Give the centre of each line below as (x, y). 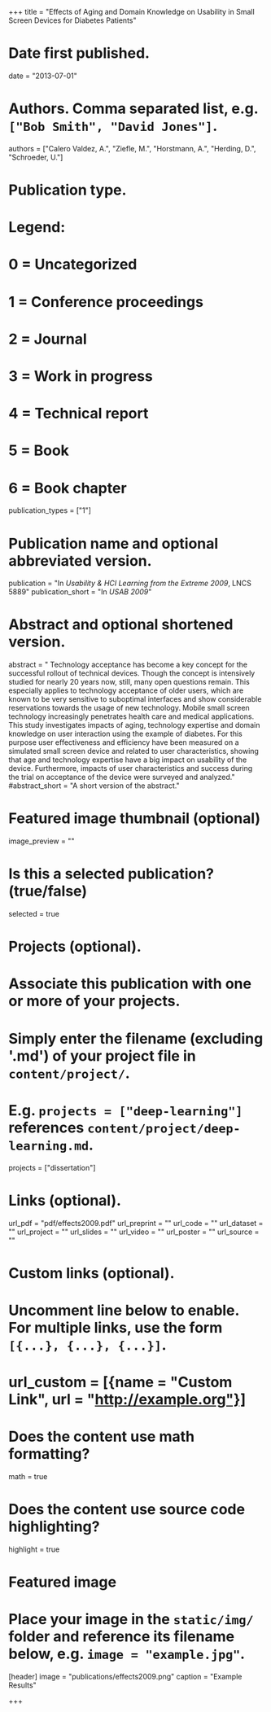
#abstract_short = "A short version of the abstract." (94, 786)
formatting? (49, 1454)
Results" (22, 1685)
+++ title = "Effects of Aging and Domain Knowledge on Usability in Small (131, 12)
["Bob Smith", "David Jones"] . (113, 126)
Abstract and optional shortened (121, 625)
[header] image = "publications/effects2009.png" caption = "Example (125, 1677)
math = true (28, 1476)
